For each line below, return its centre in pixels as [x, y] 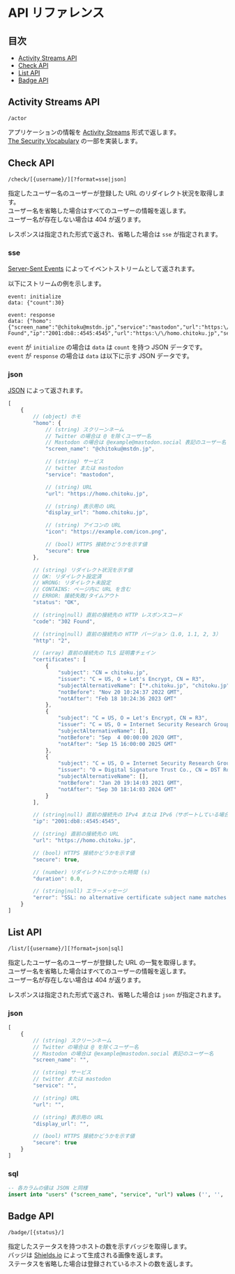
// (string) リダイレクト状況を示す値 [83, 570]
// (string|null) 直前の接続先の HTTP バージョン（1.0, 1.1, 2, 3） [127, 634]
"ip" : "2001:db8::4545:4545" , [77, 822]
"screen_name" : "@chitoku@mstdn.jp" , [100, 449]
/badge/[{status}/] [36, 1232]
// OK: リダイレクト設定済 [67, 576]
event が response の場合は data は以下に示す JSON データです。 [101, 356]
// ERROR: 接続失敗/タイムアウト [76, 596]
